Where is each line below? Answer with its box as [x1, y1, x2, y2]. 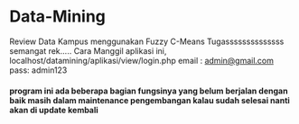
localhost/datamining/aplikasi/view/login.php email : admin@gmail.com [9, 55, 274, 66]
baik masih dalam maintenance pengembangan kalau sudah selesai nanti [9, 94, 291, 105]
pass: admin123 [9, 65, 68, 75]
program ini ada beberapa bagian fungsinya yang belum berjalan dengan [9, 85, 288, 96]
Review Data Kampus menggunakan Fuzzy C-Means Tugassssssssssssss [9, 36, 285, 47]
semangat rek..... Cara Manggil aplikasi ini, [9, 45, 167, 56]
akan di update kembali [9, 104, 99, 115]
